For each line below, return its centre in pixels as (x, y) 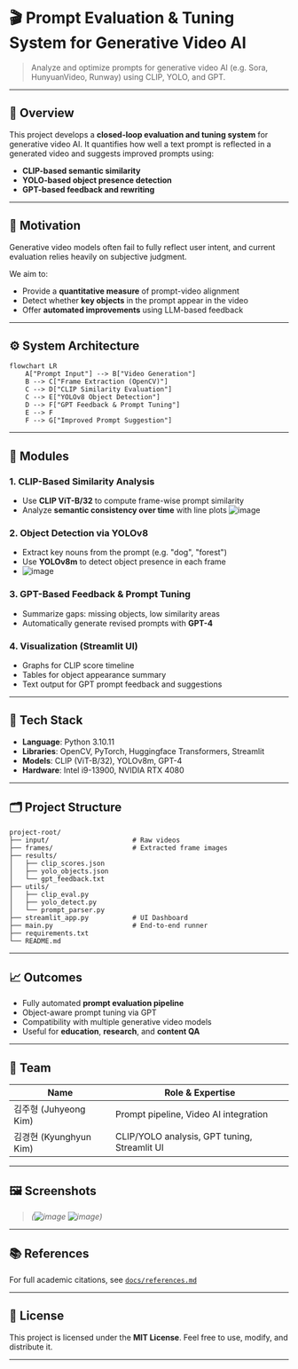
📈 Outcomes (46, 977)
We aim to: (29, 273)
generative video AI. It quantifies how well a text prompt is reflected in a (141, 144)
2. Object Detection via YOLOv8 (79, 532)
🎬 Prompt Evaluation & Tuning (122, 18)
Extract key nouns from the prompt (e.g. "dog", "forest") (125, 553)
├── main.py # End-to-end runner (109, 925)
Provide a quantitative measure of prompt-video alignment (130, 291)
